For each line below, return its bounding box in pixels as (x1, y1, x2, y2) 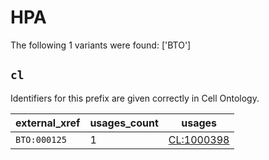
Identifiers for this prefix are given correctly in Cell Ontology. (10, 92, 260, 104)
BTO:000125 (15, 134, 67, 145)
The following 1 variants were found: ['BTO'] (10, 39, 192, 51)
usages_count (89, 116, 159, 130)
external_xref (15, 116, 81, 130)
